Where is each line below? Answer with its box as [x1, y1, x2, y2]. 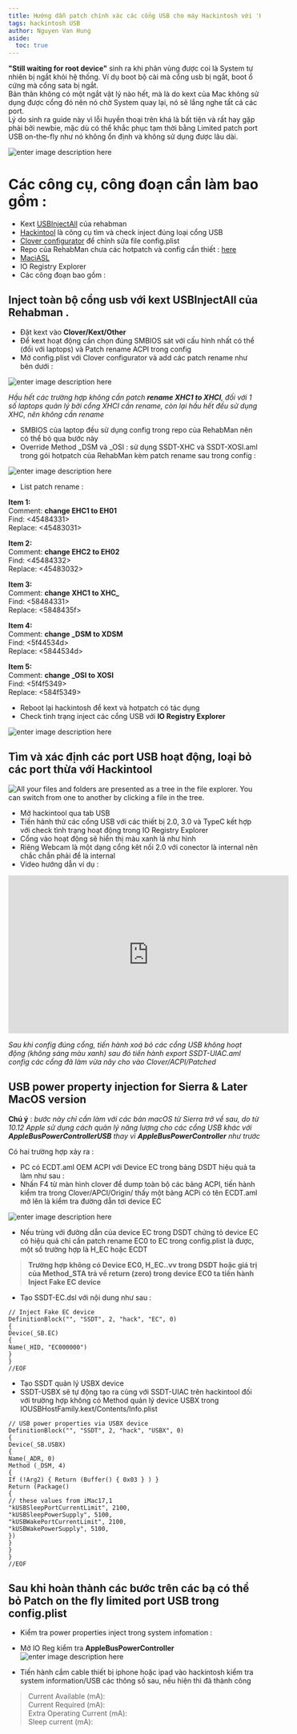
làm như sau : [19, 1171, 65, 1180]
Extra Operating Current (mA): [27, 1708, 128, 1718]
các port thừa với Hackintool [8, 763, 153, 777]
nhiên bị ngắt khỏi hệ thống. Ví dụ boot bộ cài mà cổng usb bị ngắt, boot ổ [8, 72, 254, 82]
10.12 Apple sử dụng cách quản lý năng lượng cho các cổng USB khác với [8, 1123, 252, 1132]
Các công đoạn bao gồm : [19, 270, 106, 280]
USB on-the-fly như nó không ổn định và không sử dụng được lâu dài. [8, 132, 239, 141]
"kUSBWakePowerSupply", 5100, [8, 1525, 110, 1533]
